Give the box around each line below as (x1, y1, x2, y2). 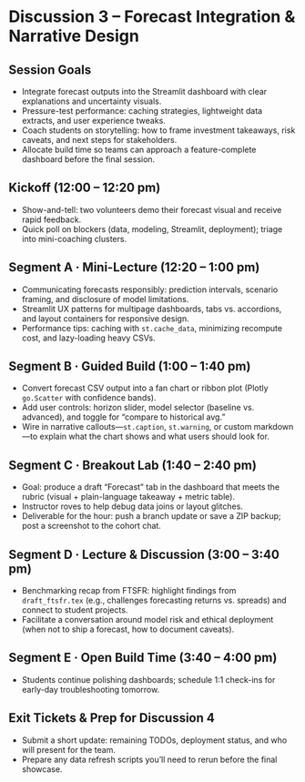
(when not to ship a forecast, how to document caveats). (21, 624, 235, 635)
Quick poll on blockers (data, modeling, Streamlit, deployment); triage (21, 223, 283, 234)
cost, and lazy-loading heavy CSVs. (21, 332, 156, 343)
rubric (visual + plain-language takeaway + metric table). (21, 492, 236, 503)
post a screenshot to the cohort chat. (21, 521, 161, 532)
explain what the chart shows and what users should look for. (39, 431, 270, 442)
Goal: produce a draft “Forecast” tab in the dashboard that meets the (21, 482, 280, 493)
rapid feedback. (21, 214, 82, 225)
